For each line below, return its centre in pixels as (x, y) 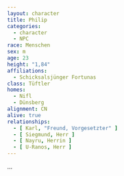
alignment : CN (27, 109)
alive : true (24, 115)
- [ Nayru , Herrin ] (42, 141)
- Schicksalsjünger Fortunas (55, 77)
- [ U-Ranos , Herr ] (42, 147)
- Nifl (23, 97)
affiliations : (27, 71)
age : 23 (18, 58)
